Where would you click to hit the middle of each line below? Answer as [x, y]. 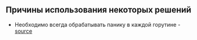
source [23, 31]
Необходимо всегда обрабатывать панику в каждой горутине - [97, 24]
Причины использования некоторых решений [99, 10]
